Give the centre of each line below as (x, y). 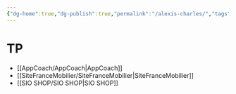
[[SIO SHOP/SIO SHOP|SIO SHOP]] (68, 83)
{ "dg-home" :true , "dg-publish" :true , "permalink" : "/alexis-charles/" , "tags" (119, 14)
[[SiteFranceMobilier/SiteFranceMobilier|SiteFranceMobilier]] (105, 75)
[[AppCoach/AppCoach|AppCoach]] (69, 68)
